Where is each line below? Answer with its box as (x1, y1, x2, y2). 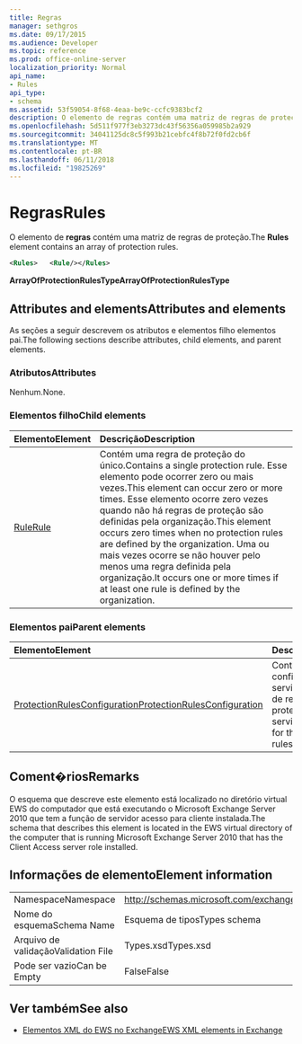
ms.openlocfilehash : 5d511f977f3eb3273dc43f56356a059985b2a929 (9, 122, 252, 131)
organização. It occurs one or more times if (99, 571, 279, 584)
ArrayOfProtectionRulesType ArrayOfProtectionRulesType (9, 275, 230, 286)
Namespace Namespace (13, 893, 116, 906)
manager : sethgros (9, 22, 78, 31)
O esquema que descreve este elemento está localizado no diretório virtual (9, 793, 288, 804)
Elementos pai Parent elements (9, 621, 147, 633)
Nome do (13, 907, 53, 920)
